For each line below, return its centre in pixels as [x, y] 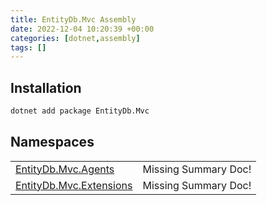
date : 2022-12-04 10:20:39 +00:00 [82, 29]
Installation [46, 87]
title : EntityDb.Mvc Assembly [73, 19]
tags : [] [28, 47]
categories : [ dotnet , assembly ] [75, 38]
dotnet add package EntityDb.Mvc [80, 111]
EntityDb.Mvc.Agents [65, 169]
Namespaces [52, 142]
